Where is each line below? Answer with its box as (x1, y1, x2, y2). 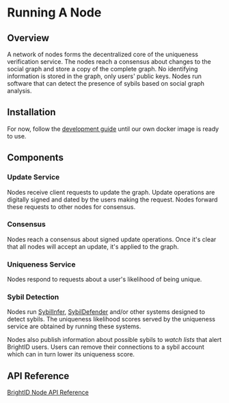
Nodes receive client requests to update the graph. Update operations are (7, 188, 215, 196)
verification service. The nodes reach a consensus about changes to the (7, 58, 211, 66)
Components (7, 152, 64, 164)
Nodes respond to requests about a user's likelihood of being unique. (7, 276, 202, 284)
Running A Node (7, 5, 102, 21)
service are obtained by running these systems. (7, 322, 142, 330)
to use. (7, 132, 27, 140)
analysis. (7, 87, 32, 95)
